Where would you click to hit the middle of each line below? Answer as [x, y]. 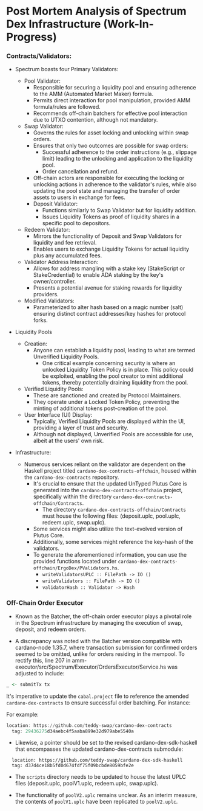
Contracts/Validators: [39, 56]
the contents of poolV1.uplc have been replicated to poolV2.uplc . [96, 802]
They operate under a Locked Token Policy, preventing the [106, 402]
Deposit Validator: [55, 204]
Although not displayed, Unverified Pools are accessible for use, [113, 434]
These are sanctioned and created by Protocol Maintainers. [107, 395]
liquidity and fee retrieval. [65, 243]
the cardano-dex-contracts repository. [72, 477]
